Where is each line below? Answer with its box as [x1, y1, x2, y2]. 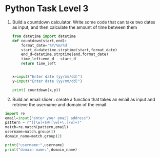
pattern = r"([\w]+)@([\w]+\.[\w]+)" [5, 120, 82, 125]
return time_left [21, 61, 56, 66]
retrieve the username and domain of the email [12, 101, 106, 108]
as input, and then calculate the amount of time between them [12, 24, 138, 30]
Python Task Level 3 [5, 3, 89, 14]
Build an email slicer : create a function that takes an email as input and [12, 96, 155, 102]
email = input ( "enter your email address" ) [5, 115, 91, 120]
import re [5, 111, 25, 116]
